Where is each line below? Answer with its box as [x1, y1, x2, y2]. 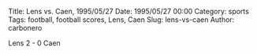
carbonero [8, 23, 43, 32]
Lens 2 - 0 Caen [8, 38, 61, 48]
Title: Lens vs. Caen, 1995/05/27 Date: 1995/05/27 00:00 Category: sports [8, 7, 250, 16]
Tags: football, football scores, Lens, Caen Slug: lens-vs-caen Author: [8, 15, 235, 24]
